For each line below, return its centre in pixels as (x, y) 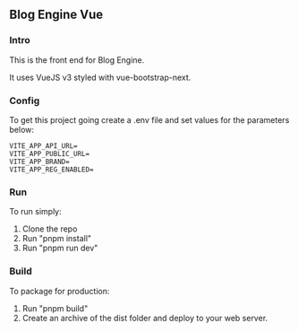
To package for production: (60, 291)
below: (21, 129)
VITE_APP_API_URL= (43, 146)
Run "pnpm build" (55, 308)
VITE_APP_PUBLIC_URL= (50, 153)
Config (25, 100)
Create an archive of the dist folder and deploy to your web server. (145, 318)
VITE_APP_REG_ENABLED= (51, 170)
